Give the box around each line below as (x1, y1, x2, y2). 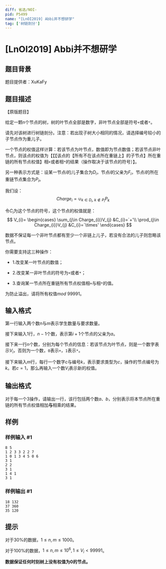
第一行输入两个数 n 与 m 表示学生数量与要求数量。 (5, 320, 103, 326)
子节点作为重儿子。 (5, 136, 44, 142)
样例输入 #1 (5, 434, 32, 441)
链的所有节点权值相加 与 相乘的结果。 (5, 402, 79, 408)
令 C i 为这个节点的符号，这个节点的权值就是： (5, 208, 96, 215)
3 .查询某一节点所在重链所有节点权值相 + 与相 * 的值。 (12, 280, 116, 286)
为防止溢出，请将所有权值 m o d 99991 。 (5, 291, 84, 297)
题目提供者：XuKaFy (5, 79, 47, 85)
